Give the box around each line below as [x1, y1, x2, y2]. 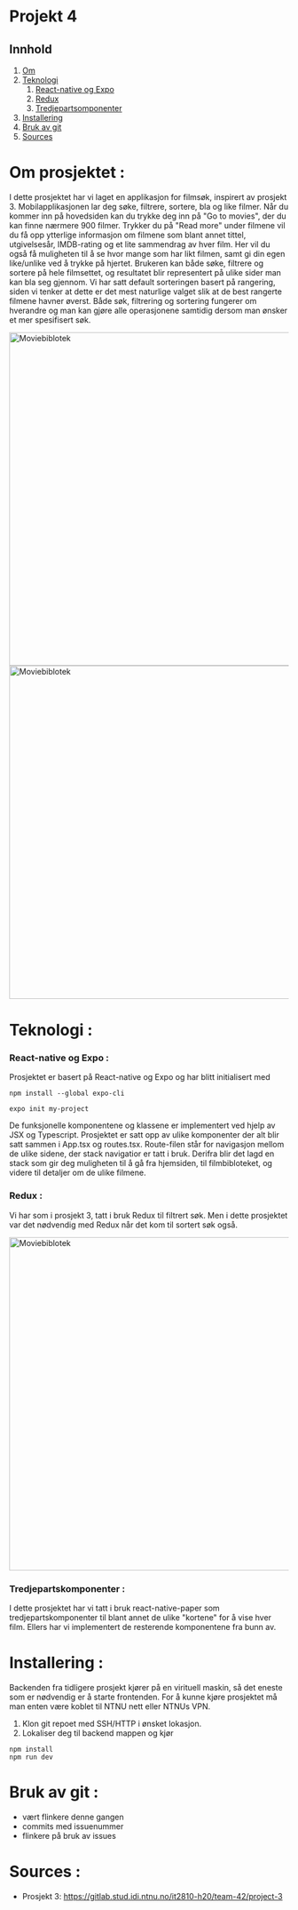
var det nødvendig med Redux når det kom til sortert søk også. [9, 1219, 238, 1230]
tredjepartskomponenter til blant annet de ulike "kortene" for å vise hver [9, 1612, 272, 1623]
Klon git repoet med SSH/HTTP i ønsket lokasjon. [21, 1718, 202, 1729]
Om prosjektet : [9, 163, 126, 183]
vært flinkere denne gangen [21, 1811, 124, 1822]
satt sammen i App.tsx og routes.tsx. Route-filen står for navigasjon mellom [9, 1139, 285, 1150]
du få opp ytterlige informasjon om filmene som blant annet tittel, [9, 229, 247, 240]
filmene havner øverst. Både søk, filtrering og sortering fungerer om [9, 295, 257, 306]
